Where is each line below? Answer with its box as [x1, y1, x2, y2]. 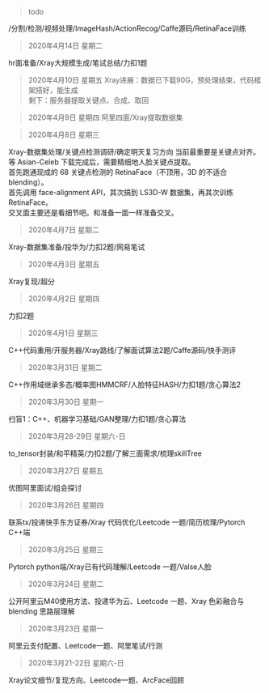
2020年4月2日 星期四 [27, 294, 100, 303]
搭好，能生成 [35, 85, 78, 95]
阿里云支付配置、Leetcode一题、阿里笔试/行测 [8, 641, 163, 650]
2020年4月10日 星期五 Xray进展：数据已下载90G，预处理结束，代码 [27, 75, 254, 84]
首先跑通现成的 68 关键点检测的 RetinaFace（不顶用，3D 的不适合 [8, 168, 228, 176]
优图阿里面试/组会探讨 [8, 483, 82, 492]
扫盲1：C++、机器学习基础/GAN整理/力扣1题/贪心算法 [8, 415, 187, 423]
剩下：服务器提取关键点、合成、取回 [27, 96, 149, 104]
